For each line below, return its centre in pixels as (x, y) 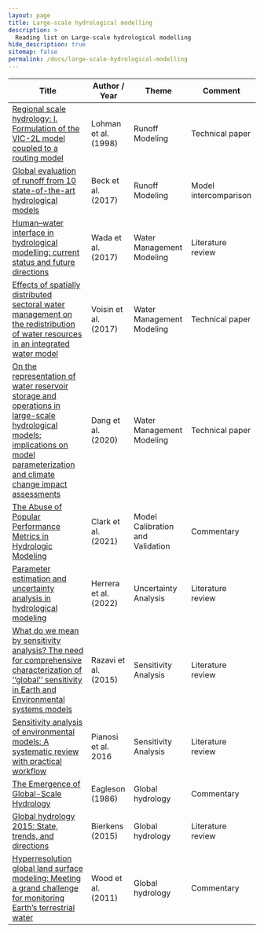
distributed (32, 294)
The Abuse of (37, 506)
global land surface (48, 868)
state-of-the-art (44, 190)
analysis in (31, 598)
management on (42, 314)
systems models (42, 709)
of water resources (47, 333)
